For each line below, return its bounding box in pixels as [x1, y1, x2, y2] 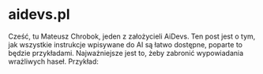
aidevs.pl [8, 6, 70, 24]
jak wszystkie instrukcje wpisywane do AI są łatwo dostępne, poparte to [8, 39, 243, 49]
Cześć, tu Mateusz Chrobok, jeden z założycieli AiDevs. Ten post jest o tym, [8, 31, 256, 41]
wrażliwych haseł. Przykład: [8, 57, 99, 66]
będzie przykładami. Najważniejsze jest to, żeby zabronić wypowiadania [8, 48, 244, 57]
